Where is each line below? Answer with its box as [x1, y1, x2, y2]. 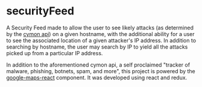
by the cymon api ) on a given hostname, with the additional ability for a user [6, 30, 195, 37]
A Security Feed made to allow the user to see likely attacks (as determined [6, 24, 194, 31]
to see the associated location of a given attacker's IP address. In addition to [6, 37, 197, 44]
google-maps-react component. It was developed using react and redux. [6, 74, 188, 81]
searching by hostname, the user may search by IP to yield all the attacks [6, 43, 188, 50]
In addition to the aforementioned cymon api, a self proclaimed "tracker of [6, 61, 191, 68]
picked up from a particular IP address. [6, 49, 103, 56]
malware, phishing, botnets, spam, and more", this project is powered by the [6, 67, 196, 74]
